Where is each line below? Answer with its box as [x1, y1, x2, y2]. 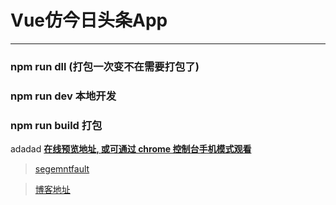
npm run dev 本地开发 [10, 89, 117, 103]
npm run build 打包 [10, 118, 103, 132]
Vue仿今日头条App [10, 9, 168, 32]
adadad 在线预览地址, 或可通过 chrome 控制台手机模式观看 [10, 143, 252, 155]
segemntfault [34, 163, 90, 175]
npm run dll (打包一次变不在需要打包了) [10, 59, 200, 73]
